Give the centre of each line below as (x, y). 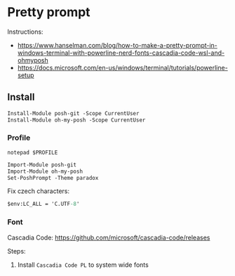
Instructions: (25, 32)
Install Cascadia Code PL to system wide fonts (83, 265)
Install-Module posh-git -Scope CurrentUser (73, 113)
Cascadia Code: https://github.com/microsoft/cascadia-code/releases (109, 237)
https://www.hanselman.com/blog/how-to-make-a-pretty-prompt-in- (117, 45)
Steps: (16, 251)
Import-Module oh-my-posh (45, 171)
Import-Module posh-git (42, 165)
